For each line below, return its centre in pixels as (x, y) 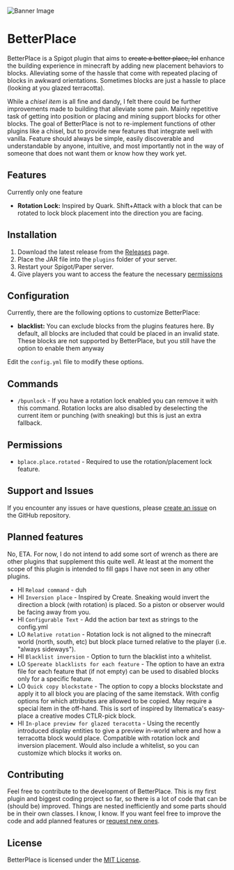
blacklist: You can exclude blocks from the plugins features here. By (116, 326)
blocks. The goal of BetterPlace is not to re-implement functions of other (111, 123)
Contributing (36, 775)
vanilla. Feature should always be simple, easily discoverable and (101, 138)
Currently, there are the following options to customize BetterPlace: (104, 313)
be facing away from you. (54, 612)
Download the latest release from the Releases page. (93, 252)
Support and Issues (50, 491)
